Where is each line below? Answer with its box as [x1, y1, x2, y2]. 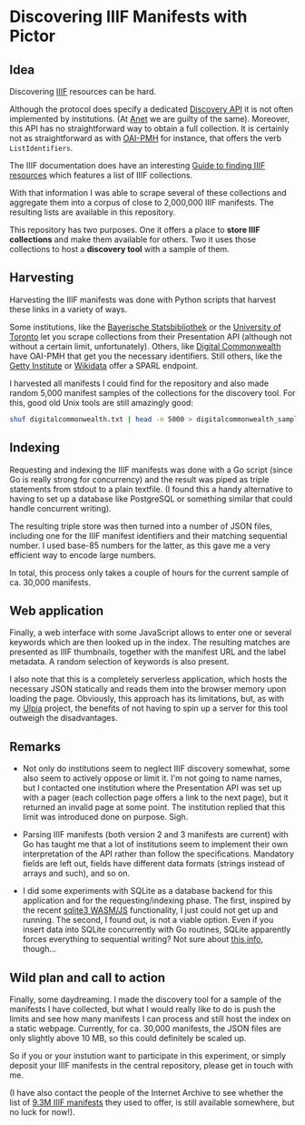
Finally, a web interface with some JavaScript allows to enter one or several [9, 627, 292, 638]
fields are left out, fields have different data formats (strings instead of [22, 858, 286, 869]
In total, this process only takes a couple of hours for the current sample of [9, 567, 290, 578]
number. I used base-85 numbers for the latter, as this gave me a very [9, 540, 271, 551]
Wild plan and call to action [9, 969, 166, 985]
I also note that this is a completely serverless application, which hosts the [9, 674, 288, 684]
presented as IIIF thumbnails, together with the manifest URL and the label [9, 646, 286, 657]
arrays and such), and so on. [22, 867, 130, 879]
